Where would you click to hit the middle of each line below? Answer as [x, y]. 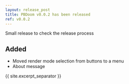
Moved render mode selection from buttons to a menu [68, 61]
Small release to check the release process [49, 33]
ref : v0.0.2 [17, 19]
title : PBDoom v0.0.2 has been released [48, 14]
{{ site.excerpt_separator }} [33, 76]
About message [29, 66]
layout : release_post [28, 10]
